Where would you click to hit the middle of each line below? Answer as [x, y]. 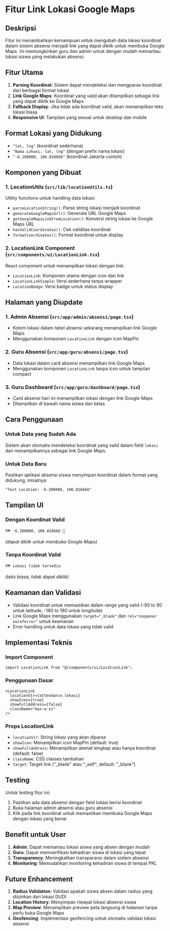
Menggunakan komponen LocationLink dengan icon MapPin [76, 339]
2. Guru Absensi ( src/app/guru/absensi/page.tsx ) [67, 352]
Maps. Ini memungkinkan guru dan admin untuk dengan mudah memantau [83, 51]
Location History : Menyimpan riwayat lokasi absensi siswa [74, 902]
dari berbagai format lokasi [41, 90]
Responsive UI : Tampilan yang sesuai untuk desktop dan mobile [80, 117]
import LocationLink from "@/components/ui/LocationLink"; [69, 668]
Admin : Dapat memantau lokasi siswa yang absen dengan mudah [81, 847]
